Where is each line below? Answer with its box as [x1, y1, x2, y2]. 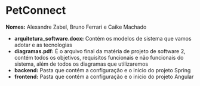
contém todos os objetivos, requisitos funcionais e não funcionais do [14, 54, 184, 61]
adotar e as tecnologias [14, 41, 72, 48]
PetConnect [5, 4, 66, 17]
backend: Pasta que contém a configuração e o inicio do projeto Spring [14, 66, 191, 73]
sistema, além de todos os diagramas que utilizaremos [14, 60, 149, 67]
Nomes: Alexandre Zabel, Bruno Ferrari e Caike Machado [5, 23, 147, 30]
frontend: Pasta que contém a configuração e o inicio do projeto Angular [14, 73, 194, 80]
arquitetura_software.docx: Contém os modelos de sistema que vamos [14, 35, 192, 42]
